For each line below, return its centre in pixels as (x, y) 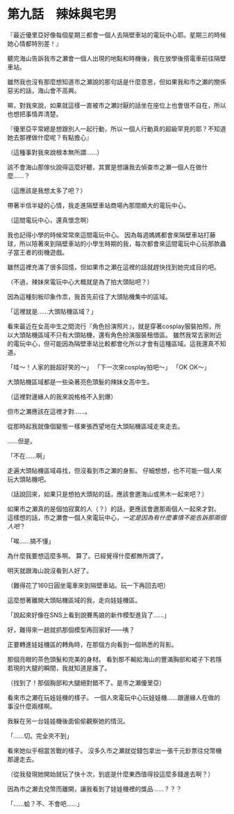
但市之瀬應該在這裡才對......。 (49, 411)
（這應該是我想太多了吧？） (47, 190)
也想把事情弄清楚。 (35, 114)
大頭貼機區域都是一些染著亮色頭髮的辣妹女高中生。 (80, 382)
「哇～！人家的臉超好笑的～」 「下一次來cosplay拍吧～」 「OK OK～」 (109, 367)
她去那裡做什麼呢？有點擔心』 (50, 137)
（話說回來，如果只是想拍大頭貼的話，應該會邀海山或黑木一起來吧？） (108, 494)
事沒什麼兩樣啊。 (32, 706)
